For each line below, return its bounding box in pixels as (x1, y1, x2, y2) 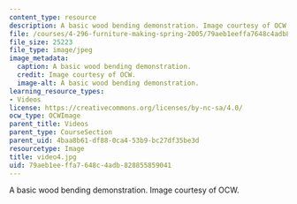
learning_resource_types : (9, 87, 104, 95)
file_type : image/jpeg (9, 46, 93, 55)
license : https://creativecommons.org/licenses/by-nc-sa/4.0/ (9, 103, 243, 112)
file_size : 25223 (9, 37, 73, 47)
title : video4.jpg (9, 152, 77, 162)
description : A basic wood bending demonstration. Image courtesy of (9, 21, 271, 30)
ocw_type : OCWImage (9, 111, 81, 120)
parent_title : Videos (9, 120, 89, 129)
